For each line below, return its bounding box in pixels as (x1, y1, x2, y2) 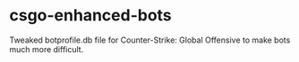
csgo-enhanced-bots (9, 5, 172, 26)
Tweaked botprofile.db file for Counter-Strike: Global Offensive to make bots (9, 35, 291, 45)
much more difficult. (9, 43, 84, 54)
